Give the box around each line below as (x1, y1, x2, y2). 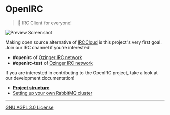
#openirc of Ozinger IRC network (12, 54, 82, 61)
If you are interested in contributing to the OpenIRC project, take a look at (5, 69, 158, 76)
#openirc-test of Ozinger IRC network (12, 60, 93, 66)
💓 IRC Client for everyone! (17, 20, 72, 26)
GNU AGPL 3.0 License (5, 104, 54, 110)
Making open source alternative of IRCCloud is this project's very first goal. (5, 39, 162, 45)
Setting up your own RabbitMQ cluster (12, 90, 93, 96)
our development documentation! (5, 75, 75, 81)
